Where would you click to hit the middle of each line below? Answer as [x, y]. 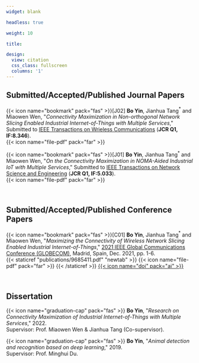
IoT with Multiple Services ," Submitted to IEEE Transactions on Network [93, 167]
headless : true [25, 22]
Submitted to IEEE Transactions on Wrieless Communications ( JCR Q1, [92, 130]
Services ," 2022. [27, 323]
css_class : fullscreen [39, 66]
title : [14, 44]
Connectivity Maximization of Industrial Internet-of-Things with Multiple [94, 317]
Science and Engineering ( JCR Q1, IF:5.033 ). [61, 173]
